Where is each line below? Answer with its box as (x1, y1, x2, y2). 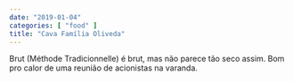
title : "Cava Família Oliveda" (9, 29, 126, 38)
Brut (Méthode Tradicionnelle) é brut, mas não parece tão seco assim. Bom (9, 54, 285, 64)
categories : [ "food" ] (9, 21, 98, 30)
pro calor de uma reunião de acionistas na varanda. (9, 63, 199, 73)
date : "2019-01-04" (9, 12, 82, 22)
